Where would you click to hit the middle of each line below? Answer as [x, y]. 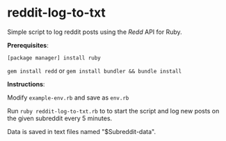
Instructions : [26, 84]
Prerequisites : [28, 45]
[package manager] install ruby [54, 58]
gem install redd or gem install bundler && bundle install [95, 70]
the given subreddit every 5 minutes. [60, 118]
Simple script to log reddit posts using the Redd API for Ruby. [95, 32]
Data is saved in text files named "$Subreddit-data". [82, 131]
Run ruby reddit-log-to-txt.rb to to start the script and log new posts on [113, 111]
